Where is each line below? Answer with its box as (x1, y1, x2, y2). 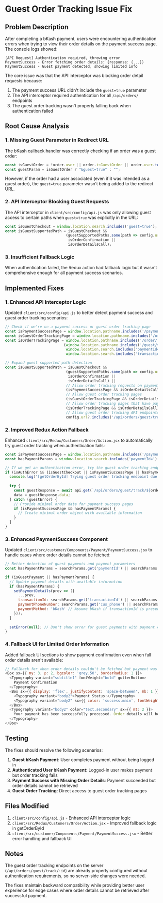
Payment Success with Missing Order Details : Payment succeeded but (12, 777, 156, 783)
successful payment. (5, 893, 47, 899)
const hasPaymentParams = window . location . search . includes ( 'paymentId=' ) (5, 456, 158, 461)
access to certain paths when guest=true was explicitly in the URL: (5, 215, 138, 220)
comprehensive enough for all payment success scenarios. (5, 270, 123, 276)
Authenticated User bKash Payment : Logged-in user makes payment (12, 767, 153, 773)
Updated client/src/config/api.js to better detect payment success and (5, 310, 153, 315)
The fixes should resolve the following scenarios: (5, 747, 103, 753)
